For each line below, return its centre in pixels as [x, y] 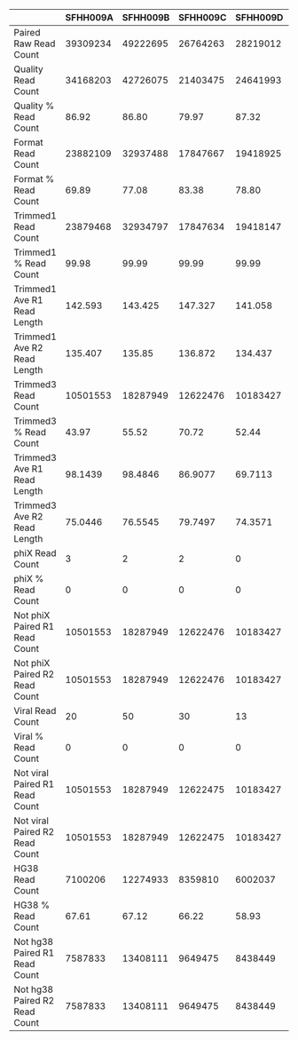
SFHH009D [259, 17]
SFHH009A [89, 17]
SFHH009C [203, 17]
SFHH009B [146, 17]
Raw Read [35, 44]
